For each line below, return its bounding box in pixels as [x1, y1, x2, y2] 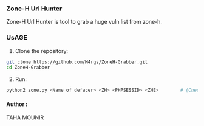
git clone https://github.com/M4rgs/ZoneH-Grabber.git [6, 59, 148, 65]
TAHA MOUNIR [6, 114, 44, 121]
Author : [6, 100, 28, 108]
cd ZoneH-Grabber [6, 65, 50, 71]
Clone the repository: [15, 47, 69, 54]
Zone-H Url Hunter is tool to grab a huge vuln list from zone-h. [6, 18, 163, 26]
